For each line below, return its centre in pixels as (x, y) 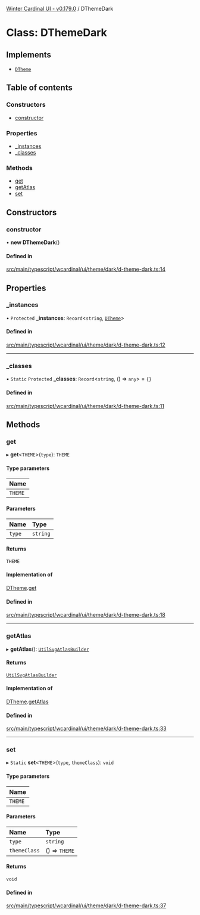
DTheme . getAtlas (27, 701)
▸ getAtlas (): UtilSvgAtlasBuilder (48, 649)
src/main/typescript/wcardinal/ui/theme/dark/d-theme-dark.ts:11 (85, 406)
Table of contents (39, 88)
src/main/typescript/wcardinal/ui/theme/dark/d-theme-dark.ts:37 (86, 905)
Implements (29, 55)
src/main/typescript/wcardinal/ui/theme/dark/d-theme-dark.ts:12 (86, 345)
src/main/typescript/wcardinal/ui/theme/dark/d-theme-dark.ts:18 (86, 615)
